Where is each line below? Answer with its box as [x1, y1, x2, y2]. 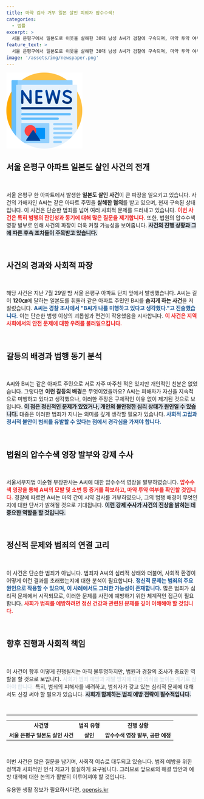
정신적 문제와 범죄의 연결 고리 [6, 540, 110, 550]
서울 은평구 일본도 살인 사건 [8, 732, 74, 739]
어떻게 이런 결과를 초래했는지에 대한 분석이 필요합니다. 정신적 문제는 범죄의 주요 [6, 576, 194, 584]
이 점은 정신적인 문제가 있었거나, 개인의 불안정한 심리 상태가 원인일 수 [24, 403, 185, 410]
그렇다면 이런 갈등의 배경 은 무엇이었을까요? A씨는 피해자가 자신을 [24, 388, 178, 395]
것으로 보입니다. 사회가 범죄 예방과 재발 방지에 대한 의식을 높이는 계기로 [24, 675, 191, 682]
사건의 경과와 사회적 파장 [6, 260, 93, 271]
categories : [6, 16, 36, 22]
